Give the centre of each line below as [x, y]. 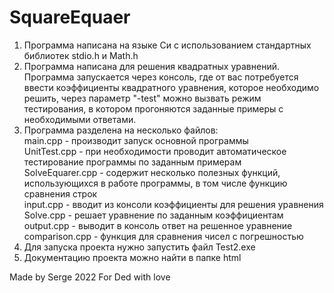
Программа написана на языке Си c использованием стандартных [167, 45]
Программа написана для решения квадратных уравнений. [151, 66]
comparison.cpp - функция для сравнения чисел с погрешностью [163, 236]
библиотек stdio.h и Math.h [81, 55]
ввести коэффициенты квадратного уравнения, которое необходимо [171, 87]
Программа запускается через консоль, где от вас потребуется [161, 77]
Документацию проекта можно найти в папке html [132, 257]
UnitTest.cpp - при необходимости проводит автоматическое [155, 151]
